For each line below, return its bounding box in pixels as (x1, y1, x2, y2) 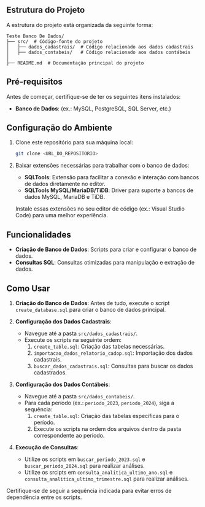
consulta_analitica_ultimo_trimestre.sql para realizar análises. (24, 475, 189, 482)
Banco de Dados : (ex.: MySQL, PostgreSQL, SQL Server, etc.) (15, 104, 172, 112)
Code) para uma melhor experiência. (15, 212, 109, 219)
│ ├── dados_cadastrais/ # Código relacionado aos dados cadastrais (6, 44, 193, 50)
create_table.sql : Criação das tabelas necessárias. (33, 343, 165, 350)
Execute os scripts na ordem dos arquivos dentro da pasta (33, 425, 182, 432)
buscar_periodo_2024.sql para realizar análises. (24, 462, 145, 469)
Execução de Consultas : (15, 443, 79, 451)
